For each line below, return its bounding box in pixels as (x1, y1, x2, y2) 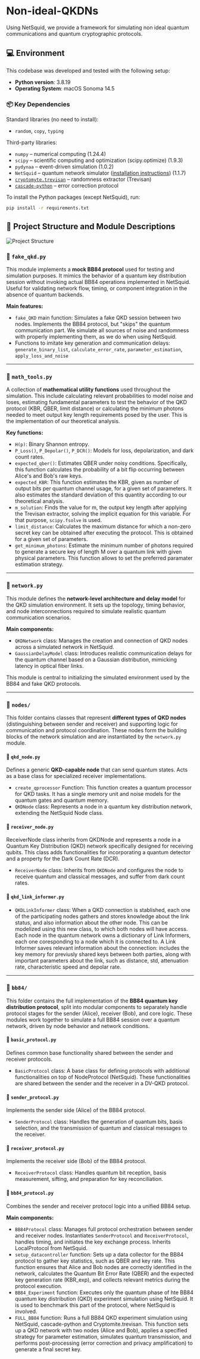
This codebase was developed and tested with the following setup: (6, 67, 171, 74)
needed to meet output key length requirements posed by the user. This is (6, 411, 187, 418)
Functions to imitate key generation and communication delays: (14, 339, 171, 346)
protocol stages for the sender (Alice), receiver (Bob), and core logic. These (6, 1010, 192, 1017)
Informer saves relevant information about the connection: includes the (14, 944, 189, 951)
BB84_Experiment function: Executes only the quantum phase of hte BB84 (14, 1289, 194, 1296)
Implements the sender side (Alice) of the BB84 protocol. (6, 1107, 146, 1114)
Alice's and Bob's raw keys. (14, 472, 83, 480)
